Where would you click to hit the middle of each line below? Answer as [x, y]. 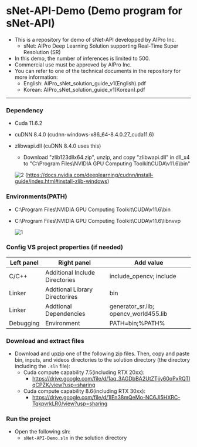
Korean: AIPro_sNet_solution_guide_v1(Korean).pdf [84, 89]
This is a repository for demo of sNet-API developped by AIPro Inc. [95, 39]
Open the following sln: [43, 432]
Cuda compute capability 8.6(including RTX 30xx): [84, 391]
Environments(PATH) [37, 196]
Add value [149, 262]
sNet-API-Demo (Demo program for [94, 11]
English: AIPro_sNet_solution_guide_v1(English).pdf [85, 83]
